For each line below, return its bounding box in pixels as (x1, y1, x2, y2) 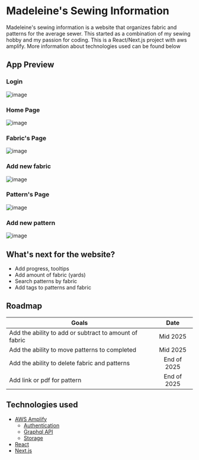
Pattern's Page (6, 191, 50, 199)
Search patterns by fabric (14, 277, 78, 285)
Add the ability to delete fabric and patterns (9, 359, 130, 367)
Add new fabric (6, 162, 52, 171)
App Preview (6, 60, 54, 70)
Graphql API (23, 428, 53, 435)
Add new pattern (6, 218, 56, 227)
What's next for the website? (6, 249, 115, 259)
